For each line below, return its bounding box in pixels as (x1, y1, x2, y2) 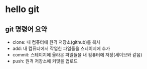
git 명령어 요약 (5, 25, 48, 33)
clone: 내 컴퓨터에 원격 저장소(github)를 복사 (12, 39, 101, 45)
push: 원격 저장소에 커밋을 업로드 (12, 58, 78, 64)
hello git (5, 4, 40, 15)
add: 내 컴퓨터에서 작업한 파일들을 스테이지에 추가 (12, 45, 110, 51)
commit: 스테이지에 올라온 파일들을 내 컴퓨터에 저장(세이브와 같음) (12, 52, 142, 57)
